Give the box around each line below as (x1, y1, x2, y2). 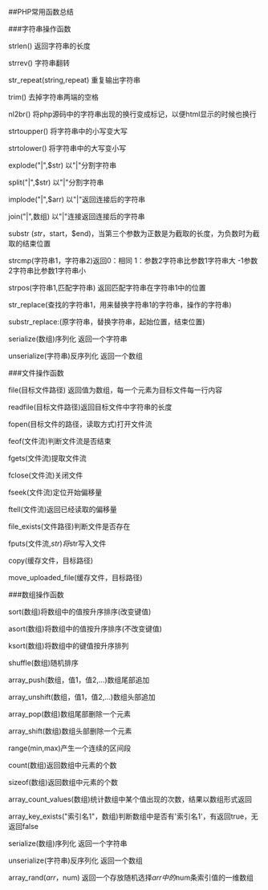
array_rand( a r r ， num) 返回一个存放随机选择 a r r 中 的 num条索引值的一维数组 (8, 873, 254, 882)
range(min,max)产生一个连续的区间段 (8, 743, 132, 753)
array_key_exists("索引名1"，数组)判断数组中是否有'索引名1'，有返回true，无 (8, 811, 258, 821)
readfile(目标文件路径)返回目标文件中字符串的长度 (8, 402, 173, 412)
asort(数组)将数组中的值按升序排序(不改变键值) (8, 624, 163, 633)
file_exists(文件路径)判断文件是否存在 (8, 522, 131, 531)
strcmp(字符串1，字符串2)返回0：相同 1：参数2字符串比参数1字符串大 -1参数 (8, 256, 258, 265)
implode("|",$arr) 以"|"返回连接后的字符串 (8, 195, 146, 204)
